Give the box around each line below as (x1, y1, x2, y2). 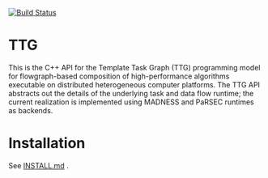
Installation (8, 134, 86, 153)
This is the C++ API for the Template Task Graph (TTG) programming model (8, 62, 261, 72)
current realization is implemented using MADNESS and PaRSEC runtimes (8, 97, 254, 107)
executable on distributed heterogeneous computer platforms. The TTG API (8, 79, 261, 89)
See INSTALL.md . (8, 160, 69, 170)
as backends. (8, 105, 53, 115)
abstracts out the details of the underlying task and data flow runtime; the (8, 88, 254, 98)
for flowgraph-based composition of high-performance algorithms (8, 71, 230, 81)
